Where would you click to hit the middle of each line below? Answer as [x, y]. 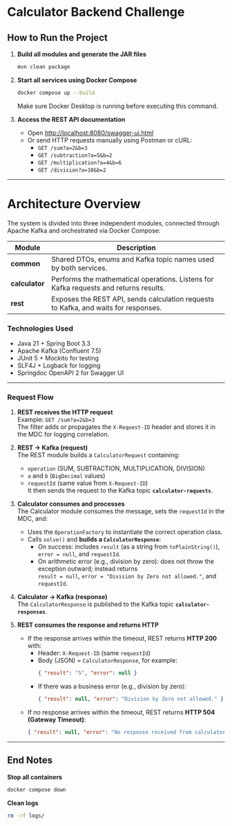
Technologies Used [40, 328]
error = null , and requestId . [79, 554]
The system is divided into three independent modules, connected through [113, 223]
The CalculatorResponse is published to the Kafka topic [95, 604]
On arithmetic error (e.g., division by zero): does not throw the [126, 562]
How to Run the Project [58, 38]
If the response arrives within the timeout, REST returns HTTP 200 [122, 639]
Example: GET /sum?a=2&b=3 [56, 420]
